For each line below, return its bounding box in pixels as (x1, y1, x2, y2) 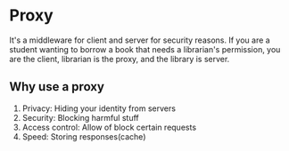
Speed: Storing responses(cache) (21, 131, 146, 142)
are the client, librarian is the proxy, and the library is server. (9, 53, 230, 64)
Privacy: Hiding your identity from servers (21, 103, 177, 114)
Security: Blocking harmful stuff (21, 112, 140, 123)
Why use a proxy (9, 79, 105, 94)
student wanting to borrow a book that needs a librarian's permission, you (9, 44, 281, 54)
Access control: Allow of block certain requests (21, 122, 197, 132)
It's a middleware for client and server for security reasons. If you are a (9, 35, 270, 45)
